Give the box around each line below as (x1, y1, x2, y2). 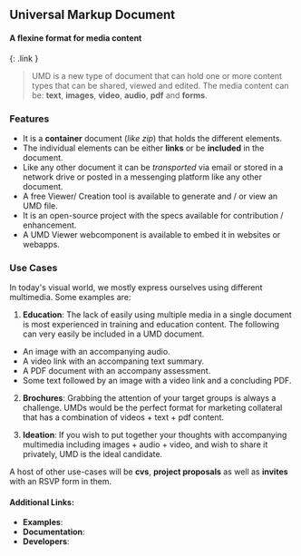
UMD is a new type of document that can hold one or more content (31, 70, 283, 81)
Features (9, 112, 50, 125)
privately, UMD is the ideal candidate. (22, 449, 163, 460)
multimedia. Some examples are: (9, 292, 131, 303)
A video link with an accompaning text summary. (22, 356, 205, 366)
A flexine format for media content (9, 32, 142, 44)
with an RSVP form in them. (9, 476, 112, 487)
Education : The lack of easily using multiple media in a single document (22, 309, 292, 320)
